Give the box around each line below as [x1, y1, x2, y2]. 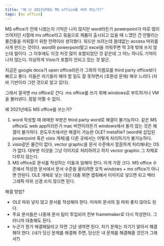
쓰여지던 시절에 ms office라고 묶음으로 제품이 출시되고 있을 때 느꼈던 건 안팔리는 [5, 32, 159, 38]
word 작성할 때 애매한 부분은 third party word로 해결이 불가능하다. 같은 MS [12, 116, 157, 123]
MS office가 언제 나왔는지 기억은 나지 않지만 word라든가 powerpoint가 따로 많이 [5, 26, 160, 32]
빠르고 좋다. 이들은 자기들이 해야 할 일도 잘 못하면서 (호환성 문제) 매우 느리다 [5, 73, 151, 79]
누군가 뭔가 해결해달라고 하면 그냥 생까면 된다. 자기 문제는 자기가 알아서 [12, 223, 149, 229]
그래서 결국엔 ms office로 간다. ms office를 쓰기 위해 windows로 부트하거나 [5, 89, 151, 96]
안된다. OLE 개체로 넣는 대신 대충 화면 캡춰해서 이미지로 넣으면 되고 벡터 [17, 172, 156, 178]
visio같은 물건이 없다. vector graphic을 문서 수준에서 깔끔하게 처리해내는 [12, 141, 152, 147]
